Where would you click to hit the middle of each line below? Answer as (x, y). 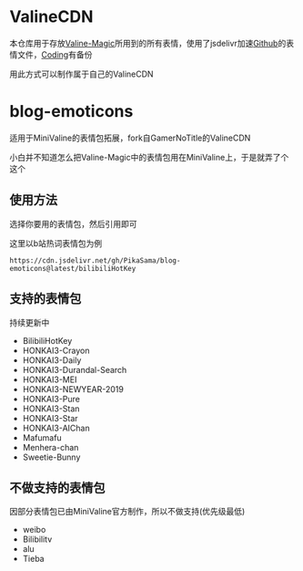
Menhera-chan (50, 447)
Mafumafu (42, 437)
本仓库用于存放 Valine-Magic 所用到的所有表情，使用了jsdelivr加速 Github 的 (148, 43)
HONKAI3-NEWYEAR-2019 (73, 389)
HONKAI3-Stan (51, 409)
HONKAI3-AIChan (56, 428)
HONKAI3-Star (50, 418)
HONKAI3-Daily (52, 360)
